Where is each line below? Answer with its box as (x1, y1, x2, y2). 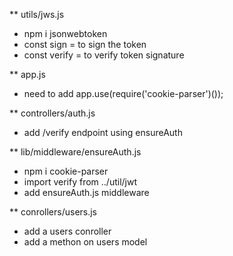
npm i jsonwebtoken (23, 28, 108, 39)
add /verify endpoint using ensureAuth (23, 127, 183, 138)
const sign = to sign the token (23, 39, 147, 50)
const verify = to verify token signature (23, 49, 185, 61)
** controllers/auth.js (9, 107, 96, 119)
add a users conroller (23, 225, 112, 237)
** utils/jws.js (9, 9, 65, 20)
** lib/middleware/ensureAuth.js (9, 146, 142, 158)
